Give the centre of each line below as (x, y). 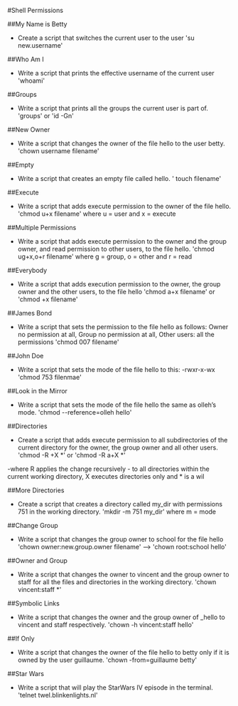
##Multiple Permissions (42, 228)
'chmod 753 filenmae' (49, 377)
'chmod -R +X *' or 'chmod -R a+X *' (71, 455)
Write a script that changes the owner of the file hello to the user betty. (121, 143)
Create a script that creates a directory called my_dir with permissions (120, 504)
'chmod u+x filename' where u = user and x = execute (97, 214)
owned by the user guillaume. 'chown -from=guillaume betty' (107, 660)
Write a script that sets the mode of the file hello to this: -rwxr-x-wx (116, 369)
